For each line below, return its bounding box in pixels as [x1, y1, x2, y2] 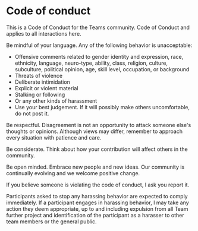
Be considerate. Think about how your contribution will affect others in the [6, 145, 188, 153]
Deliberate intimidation [14, 78, 70, 86]
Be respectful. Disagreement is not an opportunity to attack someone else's [6, 121, 191, 128]
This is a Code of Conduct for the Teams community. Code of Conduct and [6, 24, 190, 31]
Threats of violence [14, 72, 63, 79]
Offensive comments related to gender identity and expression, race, [14, 53, 184, 60]
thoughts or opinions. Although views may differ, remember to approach [6, 128, 183, 135]
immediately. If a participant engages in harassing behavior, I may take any [6, 199, 189, 206]
